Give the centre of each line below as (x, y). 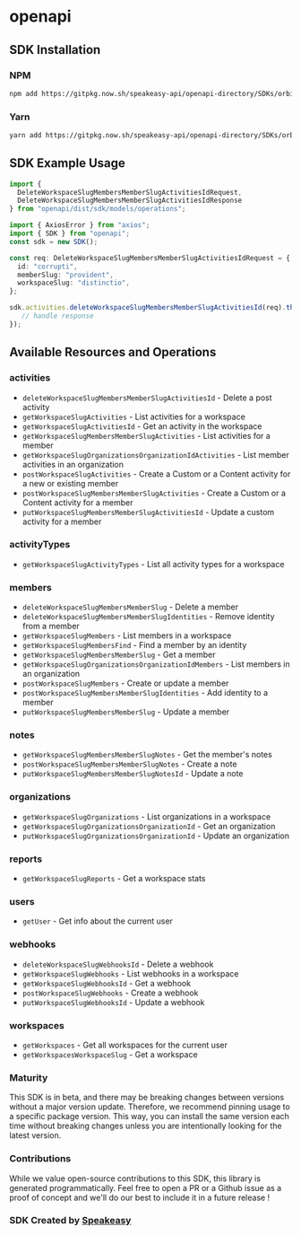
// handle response (57, 316)
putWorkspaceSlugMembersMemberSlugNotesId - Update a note (133, 774)
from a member (51, 626)
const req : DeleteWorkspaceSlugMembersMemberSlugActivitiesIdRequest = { (150, 258)
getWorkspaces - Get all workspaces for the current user (125, 1045)
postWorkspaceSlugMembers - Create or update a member (125, 683)
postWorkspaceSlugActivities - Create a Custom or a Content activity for (156, 474)
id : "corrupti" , (47, 267)
